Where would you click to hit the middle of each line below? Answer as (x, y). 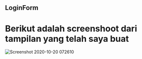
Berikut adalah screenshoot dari (71, 29)
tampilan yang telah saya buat (67, 39)
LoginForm (22, 8)
